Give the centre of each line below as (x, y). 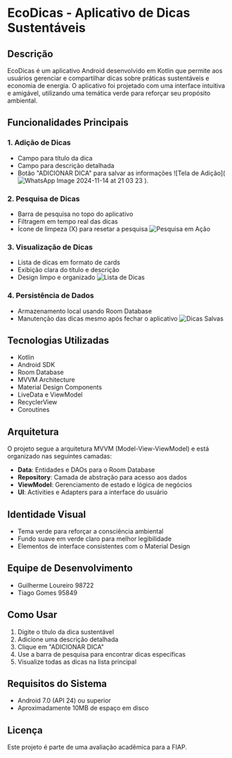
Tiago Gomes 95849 (47, 593)
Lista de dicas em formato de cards (69, 262)
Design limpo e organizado (56, 277)
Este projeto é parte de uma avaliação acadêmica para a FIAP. (97, 747)
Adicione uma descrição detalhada (68, 639)
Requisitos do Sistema (57, 684)
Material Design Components (60, 387)
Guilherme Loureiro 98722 (56, 585)
